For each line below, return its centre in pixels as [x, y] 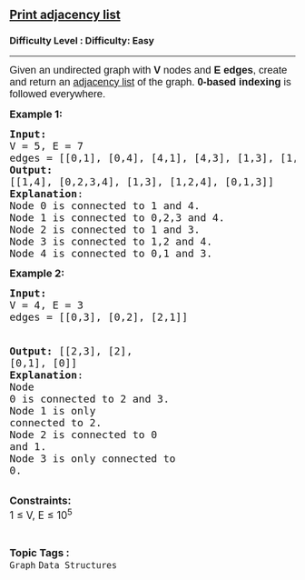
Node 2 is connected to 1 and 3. [105, 229]
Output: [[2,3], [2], [71, 351]
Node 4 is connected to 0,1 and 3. [111, 253]
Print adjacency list [65, 15]
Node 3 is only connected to [93, 458]
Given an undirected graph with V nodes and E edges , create [148, 70]
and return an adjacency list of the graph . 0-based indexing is [151, 82]
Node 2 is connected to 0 [84, 434]
